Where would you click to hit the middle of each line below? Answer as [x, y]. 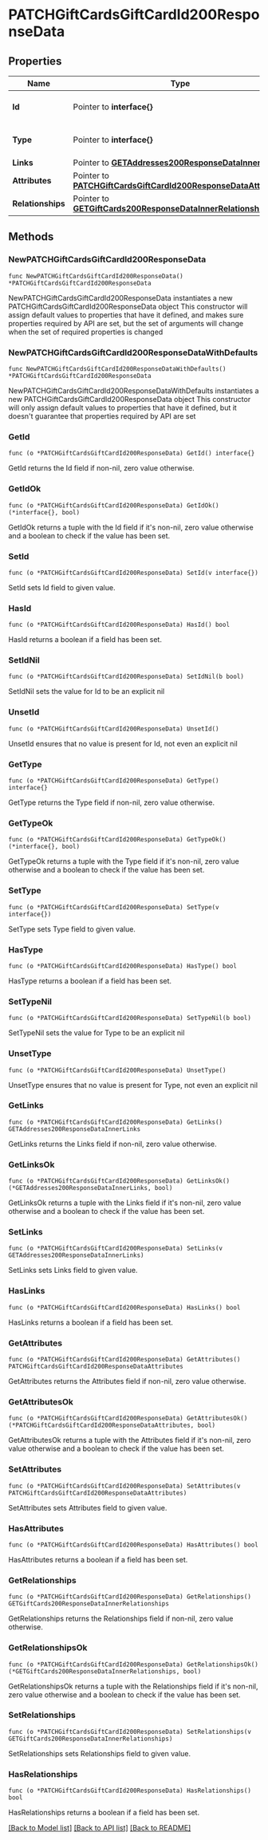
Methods [31, 237]
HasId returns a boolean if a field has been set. [85, 640]
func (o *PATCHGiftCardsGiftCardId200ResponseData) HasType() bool [123, 966]
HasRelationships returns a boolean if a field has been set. [104, 1813]
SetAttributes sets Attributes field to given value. [88, 1507]
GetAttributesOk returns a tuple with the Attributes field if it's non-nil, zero [130, 1440]
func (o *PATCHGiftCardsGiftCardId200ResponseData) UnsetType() [117, 1070]
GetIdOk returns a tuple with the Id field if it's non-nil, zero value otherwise [131, 527]
